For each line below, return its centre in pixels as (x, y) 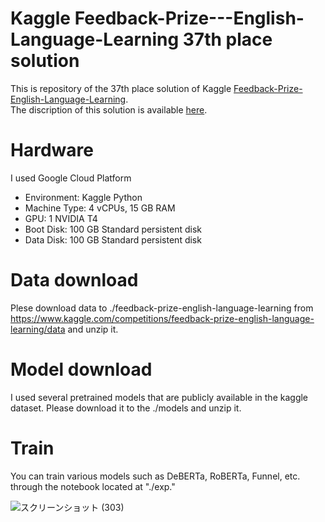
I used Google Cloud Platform (71, 178)
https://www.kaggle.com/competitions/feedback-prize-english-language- (162, 318)
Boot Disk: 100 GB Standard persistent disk (113, 229)
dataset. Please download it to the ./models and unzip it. (126, 408)
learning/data (38, 329)
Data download (74, 280)
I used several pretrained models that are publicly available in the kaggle (159, 397)
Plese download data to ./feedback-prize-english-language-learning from (162, 308)
